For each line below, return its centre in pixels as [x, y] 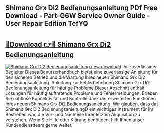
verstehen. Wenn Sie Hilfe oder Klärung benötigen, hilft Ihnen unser [75, 120]
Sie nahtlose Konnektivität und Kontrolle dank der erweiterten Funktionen [81, 99]
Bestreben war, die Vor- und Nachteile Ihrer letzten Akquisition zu [73, 115]
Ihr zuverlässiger [140, 67]
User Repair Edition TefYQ [47, 24]
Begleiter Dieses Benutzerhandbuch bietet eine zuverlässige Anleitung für [81, 72]
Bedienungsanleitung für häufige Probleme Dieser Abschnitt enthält [75, 88]
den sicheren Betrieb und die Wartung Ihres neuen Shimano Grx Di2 [75, 77]
